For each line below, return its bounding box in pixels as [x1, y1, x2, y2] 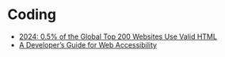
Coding [7, 6, 57, 24]
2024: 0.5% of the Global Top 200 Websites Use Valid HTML [18, 32, 217, 41]
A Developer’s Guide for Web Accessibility [18, 40, 158, 49]
